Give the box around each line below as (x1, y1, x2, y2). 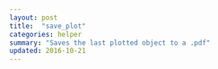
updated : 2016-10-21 (9, 47, 87, 56)
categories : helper (9, 30, 83, 39)
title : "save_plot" (9, 22, 87, 30)
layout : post (9, 13, 58, 22)
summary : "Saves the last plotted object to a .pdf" (9, 38, 211, 47)
